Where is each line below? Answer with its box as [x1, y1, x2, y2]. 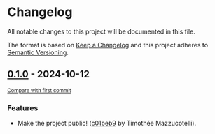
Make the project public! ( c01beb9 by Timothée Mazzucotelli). [17, 119, 197, 128]
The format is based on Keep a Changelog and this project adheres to [7, 40, 209, 49]
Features [7, 103, 39, 112]
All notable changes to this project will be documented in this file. [7, 27, 196, 36]
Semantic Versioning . [7, 48, 69, 57]
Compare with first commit [7, 87, 71, 94]
